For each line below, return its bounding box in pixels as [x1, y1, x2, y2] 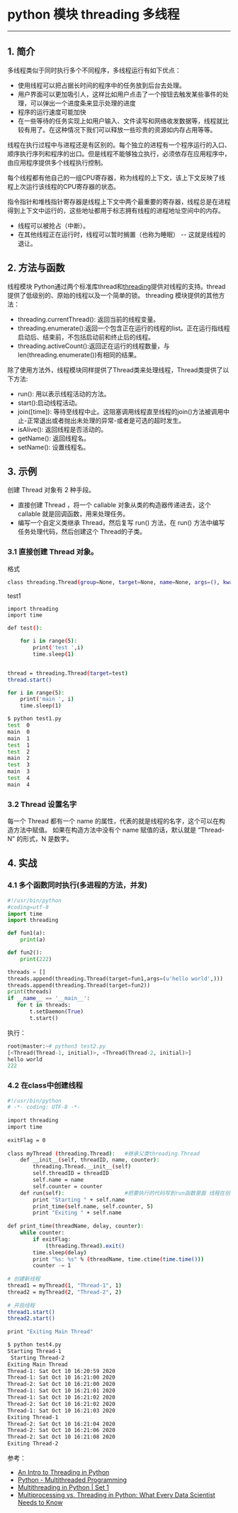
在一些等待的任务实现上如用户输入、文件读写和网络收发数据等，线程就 [17, 116, 223, 125]
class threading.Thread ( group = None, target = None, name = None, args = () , [7, 578, 220, 586]
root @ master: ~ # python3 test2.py [7, 1042, 106, 1050]
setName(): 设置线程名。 [17, 443, 90, 451]
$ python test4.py [7, 1341, 62, 1348]
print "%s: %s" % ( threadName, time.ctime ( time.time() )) [33, 1255, 204, 1263]
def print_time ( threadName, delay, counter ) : [7, 1222, 144, 1230]
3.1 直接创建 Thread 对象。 [7, 547, 98, 557]
